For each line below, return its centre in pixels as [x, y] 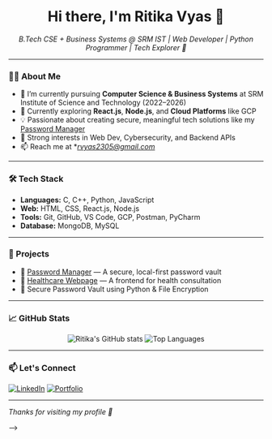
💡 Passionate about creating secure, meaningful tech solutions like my [137, 120]
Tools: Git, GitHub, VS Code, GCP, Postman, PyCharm [110, 217]
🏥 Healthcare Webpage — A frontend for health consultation [121, 280]
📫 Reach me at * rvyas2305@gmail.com [87, 147]
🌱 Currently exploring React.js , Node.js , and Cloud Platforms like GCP [138, 111]
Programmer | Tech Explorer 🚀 [136, 47]
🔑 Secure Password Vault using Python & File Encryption [114, 289]
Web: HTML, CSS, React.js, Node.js [80, 208]
